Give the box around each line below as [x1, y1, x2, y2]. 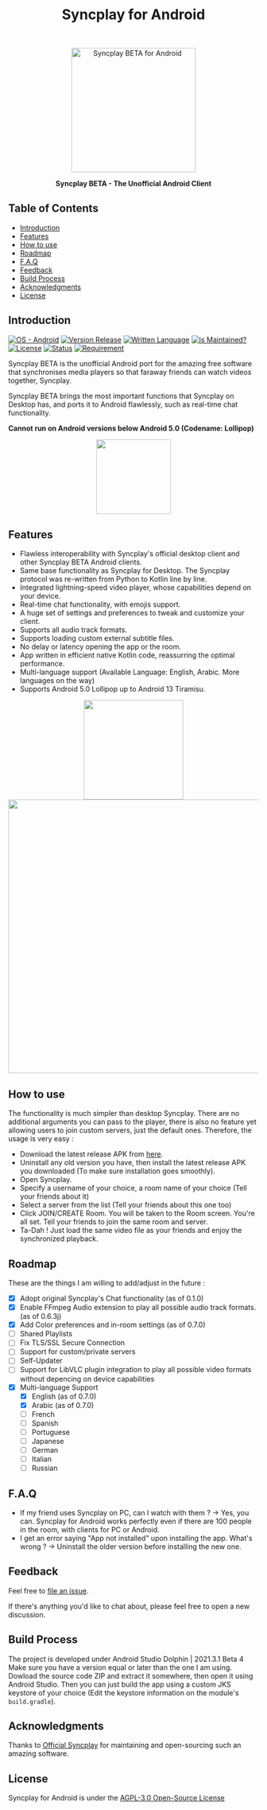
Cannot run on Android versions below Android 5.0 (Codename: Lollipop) [8, 423, 254, 433]
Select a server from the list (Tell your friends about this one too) [19, 1200, 232, 1210]
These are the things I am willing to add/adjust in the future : [8, 1278, 205, 1287]
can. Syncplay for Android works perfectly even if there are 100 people [19, 1516, 252, 1526]
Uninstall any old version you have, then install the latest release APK [19, 1158, 246, 1168]
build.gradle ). [8, 1696, 56, 1706]
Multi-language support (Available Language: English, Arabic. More [19, 667, 240, 677]
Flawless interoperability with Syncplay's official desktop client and [19, 549, 240, 559]
